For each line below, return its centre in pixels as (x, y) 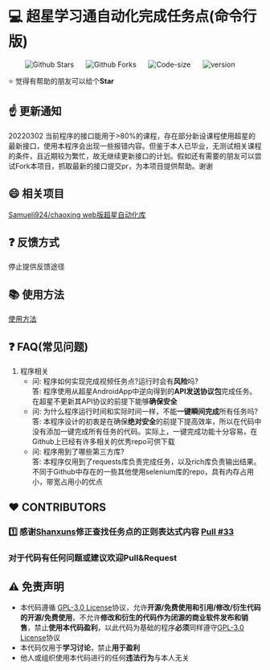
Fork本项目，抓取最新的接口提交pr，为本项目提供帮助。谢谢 (114, 166)
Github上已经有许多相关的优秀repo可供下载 (103, 442)
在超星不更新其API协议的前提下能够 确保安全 (104, 401)
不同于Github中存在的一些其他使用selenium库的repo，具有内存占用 (143, 472)
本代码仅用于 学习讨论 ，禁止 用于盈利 (80, 647)
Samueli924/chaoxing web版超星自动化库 (77, 215)
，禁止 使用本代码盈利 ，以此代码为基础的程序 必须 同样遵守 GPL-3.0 (136, 627)
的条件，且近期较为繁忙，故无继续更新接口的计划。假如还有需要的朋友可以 (131, 156)
